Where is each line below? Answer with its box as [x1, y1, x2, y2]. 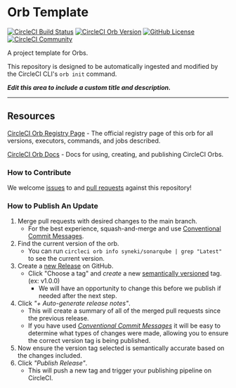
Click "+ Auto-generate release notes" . [17, 299, 131, 308]
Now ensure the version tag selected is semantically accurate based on [17, 344, 225, 352]
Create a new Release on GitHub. [17, 261, 114, 271]
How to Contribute [7, 167, 72, 177]
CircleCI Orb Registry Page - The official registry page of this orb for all [7, 129, 214, 137]
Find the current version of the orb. [17, 240, 119, 248]
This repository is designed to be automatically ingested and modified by [7, 62, 218, 70]
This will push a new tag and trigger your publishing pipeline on [27, 366, 212, 375]
